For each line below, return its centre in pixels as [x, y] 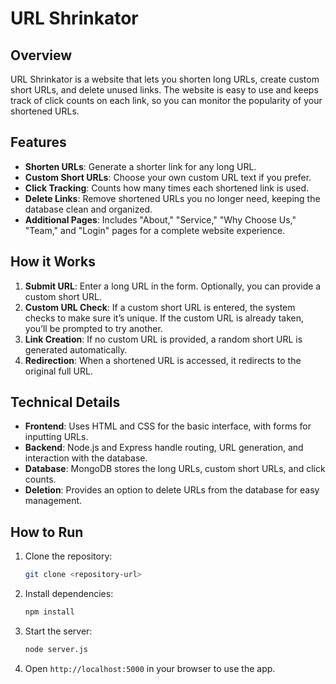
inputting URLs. [56, 437]
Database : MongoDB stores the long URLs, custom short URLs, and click [175, 469]
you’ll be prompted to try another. [93, 328]
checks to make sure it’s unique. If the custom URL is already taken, [164, 318]
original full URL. [58, 371]
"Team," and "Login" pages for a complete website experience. [155, 230]
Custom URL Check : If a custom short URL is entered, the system [160, 307]
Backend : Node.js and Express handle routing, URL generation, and [164, 448]
